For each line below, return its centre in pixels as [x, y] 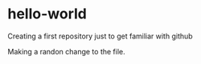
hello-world [47, 14]
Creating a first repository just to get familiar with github [100, 36]
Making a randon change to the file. [66, 51]
